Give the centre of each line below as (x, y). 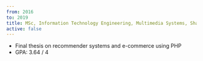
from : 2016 (20, 12)
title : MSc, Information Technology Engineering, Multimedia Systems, (97, 23)
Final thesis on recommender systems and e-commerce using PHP (98, 46)
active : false (24, 29)
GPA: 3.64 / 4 (32, 53)
